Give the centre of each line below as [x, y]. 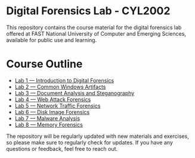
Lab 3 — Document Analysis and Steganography [75, 93]
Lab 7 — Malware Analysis [47, 118]
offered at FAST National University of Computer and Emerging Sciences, [96, 33]
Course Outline [44, 64]
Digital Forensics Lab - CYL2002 [88, 11]
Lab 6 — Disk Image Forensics [52, 112]
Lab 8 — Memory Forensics [49, 124]
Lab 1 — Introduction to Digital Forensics [64, 80]
